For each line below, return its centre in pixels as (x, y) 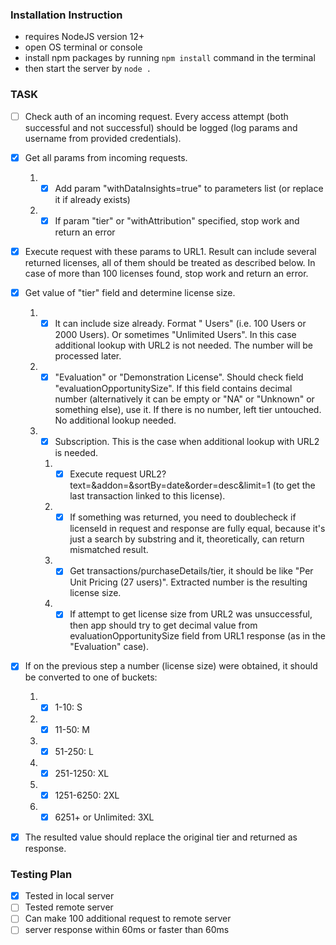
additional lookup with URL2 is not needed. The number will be (183, 345)
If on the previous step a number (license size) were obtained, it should (171, 666)
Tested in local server (69, 896)
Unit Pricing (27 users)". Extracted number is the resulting (188, 582)
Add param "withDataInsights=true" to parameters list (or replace (189, 188)
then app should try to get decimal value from (163, 625)
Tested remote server (69, 907)
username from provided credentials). (103, 138)
